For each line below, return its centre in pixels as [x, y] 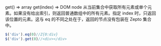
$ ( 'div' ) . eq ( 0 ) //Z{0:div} [31, 34]
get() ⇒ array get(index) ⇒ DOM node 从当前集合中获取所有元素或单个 [77, 7]
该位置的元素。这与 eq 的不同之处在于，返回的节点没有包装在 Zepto [73, 19]
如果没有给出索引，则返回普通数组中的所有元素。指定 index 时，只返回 [85, 13]
